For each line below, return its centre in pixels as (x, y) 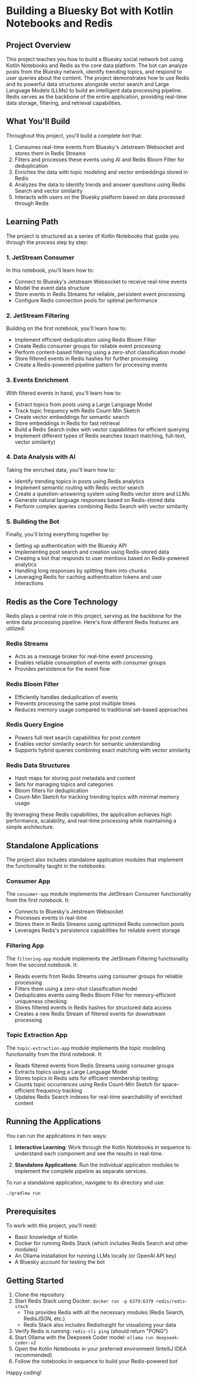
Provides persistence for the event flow (62, 669)
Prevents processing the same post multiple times (75, 703)
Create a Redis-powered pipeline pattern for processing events (91, 365)
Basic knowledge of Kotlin (46, 1237)
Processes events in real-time (51, 918)
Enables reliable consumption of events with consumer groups (90, 662)
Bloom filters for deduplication (51, 791)
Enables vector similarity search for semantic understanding (87, 744)
